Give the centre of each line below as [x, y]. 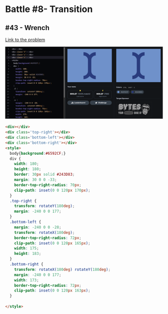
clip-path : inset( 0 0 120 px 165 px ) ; [52, 243]
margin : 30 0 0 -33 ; [35, 180]
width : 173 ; [26, 280]
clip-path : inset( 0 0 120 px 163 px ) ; [52, 291]
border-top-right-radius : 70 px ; [48, 185]
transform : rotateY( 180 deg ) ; [44, 206]
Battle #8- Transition [49, 9]
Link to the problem [25, 40]
